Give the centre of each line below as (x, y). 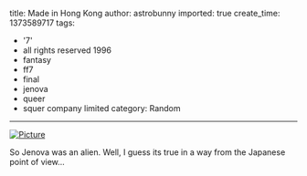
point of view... (37, 162)
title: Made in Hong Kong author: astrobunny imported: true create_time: (145, 13)
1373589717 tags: (42, 23)
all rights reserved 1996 (67, 50)
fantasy (37, 60)
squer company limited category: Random (101, 108)
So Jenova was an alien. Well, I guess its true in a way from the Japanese (148, 152)
